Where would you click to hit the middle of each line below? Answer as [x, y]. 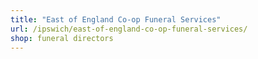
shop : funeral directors [62, 38]
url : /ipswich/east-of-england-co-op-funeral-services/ [129, 29]
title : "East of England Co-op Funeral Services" [116, 19]
